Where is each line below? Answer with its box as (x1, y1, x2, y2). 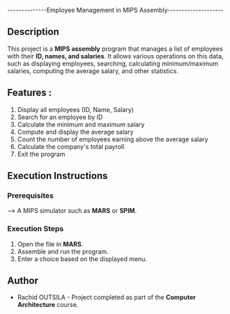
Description (7, 26, 59, 38)
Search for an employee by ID (17, 113, 103, 121)
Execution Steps (7, 224, 64, 234)
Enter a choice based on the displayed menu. (17, 254, 148, 263)
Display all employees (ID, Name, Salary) (17, 105, 135, 113)
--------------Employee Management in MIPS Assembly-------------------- (7, 6, 224, 14)
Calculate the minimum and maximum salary (17, 120, 145, 128)
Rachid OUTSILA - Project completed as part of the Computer (17, 293, 197, 301)
